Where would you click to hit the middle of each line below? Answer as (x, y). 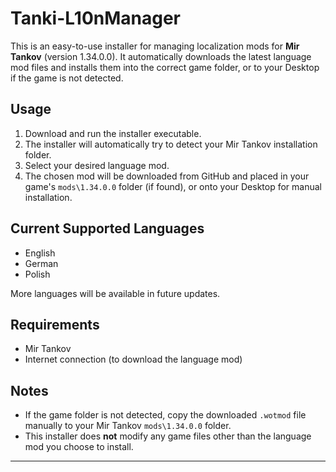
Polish (37, 274)
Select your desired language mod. (97, 165)
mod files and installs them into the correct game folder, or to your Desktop (165, 67)
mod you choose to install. (79, 447)
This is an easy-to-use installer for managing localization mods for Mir (155, 46)
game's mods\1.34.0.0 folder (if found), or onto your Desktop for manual (173, 186)
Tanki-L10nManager (96, 18)
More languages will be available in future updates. (115, 293)
